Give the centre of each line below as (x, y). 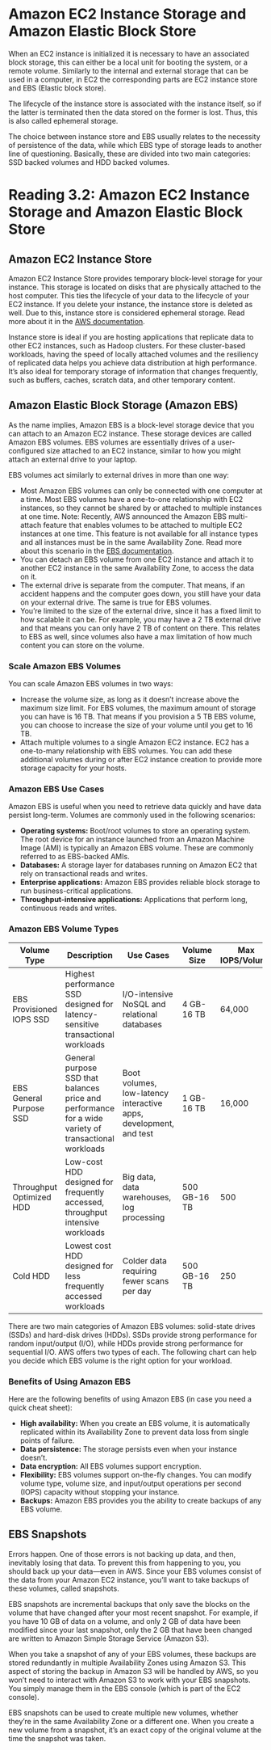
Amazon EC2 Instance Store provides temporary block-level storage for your (135, 278)
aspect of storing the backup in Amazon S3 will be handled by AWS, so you (133, 1671)
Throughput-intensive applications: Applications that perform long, (134, 900)
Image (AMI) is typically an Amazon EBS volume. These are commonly (137, 848)
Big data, (139, 1177)
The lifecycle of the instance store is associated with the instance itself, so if (135, 103)
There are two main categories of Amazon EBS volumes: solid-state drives (132, 1326)
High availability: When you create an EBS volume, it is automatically (135, 1423)
